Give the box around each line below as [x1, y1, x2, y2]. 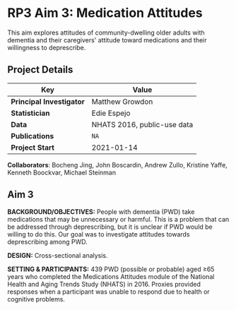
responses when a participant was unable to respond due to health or [7, 287, 210, 296]
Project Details [7, 64, 73, 76]
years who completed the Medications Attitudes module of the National [7, 272, 215, 280]
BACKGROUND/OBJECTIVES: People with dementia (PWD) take [7, 207, 195, 216]
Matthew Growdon [91, 97, 153, 107]
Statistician [11, 108, 51, 118]
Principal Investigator [11, 97, 85, 107]
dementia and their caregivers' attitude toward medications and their [7, 35, 207, 44]
